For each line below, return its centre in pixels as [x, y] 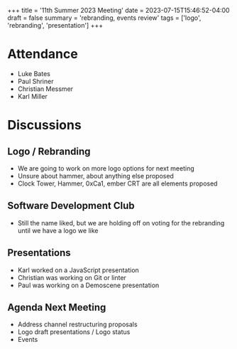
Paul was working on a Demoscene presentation [88, 285]
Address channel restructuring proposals [77, 324]
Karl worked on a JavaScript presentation [78, 270]
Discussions [44, 125]
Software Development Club [71, 206]
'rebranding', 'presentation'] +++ [55, 25]
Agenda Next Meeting [57, 307]
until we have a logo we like [58, 230]
